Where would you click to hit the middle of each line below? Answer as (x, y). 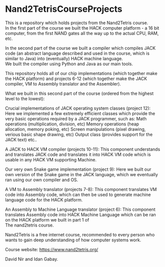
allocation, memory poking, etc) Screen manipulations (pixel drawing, (76, 129)
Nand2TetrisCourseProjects (64, 9)
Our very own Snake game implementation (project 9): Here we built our (78, 169)
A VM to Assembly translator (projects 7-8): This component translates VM (81, 189)
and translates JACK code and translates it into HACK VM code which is (78, 154)
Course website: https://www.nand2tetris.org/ (52, 249)
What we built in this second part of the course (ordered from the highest (79, 93)
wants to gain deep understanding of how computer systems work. (73, 240)
